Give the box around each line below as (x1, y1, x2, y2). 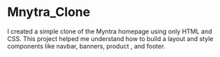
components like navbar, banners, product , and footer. (7, 42, 166, 50)
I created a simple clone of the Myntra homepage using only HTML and (7, 27, 212, 35)
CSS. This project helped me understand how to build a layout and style (7, 34, 214, 42)
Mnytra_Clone (7, 4, 91, 20)
